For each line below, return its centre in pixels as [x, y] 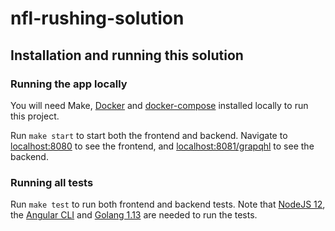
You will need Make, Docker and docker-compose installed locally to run [159, 105]
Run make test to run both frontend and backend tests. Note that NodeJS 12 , [168, 204]
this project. [35, 116]
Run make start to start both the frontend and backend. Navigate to [149, 135]
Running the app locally [69, 84]
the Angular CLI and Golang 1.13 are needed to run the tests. [134, 215]
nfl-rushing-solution [97, 18]
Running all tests [52, 182]
